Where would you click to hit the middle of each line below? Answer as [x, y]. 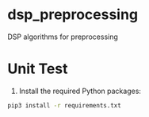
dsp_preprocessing [73, 15]
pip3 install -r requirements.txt [65, 105]
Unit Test [38, 69]
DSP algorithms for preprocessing [63, 37]
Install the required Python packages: [80, 91]
